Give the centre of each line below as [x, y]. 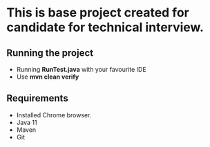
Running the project [50, 53]
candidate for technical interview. [105, 27]
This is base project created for [98, 13]
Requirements [37, 98]
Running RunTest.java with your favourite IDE [81, 69]
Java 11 [27, 122]
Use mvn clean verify [48, 77]
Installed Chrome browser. [54, 115]
